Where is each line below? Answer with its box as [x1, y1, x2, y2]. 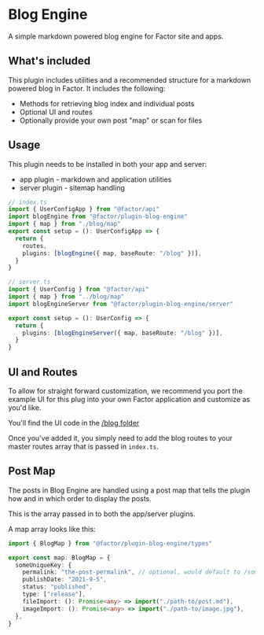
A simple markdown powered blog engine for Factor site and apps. [8, 31, 224, 41]
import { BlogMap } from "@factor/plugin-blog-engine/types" [8, 539, 213, 548]
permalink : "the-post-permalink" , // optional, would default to [22, 568, 241, 576]
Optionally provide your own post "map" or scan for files [19, 116, 203, 125]
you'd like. [8, 403, 42, 412]
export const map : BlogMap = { [8, 553, 111, 562]
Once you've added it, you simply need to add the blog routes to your [8, 434, 233, 442]
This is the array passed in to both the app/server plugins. [8, 509, 196, 519]
